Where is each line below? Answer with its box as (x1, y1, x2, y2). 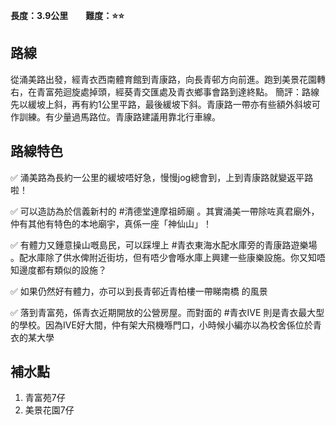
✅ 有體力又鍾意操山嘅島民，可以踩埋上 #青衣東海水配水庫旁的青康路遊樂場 (10, 239, 318, 251)
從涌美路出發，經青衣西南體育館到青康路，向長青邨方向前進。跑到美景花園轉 (10, 73, 326, 85)
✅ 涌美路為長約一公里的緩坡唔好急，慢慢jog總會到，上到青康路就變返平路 (10, 171, 314, 183)
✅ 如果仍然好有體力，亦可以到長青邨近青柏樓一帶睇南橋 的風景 (10, 285, 268, 297)
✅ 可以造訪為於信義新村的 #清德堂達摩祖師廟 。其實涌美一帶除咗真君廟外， (10, 205, 320, 217)
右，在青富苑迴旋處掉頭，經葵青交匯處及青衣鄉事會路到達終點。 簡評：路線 (10, 85, 320, 98)
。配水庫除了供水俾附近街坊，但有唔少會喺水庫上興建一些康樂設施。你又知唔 (10, 251, 326, 263)
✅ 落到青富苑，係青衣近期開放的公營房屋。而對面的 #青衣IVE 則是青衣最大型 (10, 306, 325, 318)
